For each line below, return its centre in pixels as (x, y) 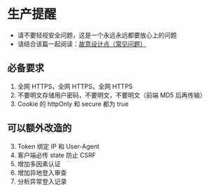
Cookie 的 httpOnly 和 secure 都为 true (73, 104)
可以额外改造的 (39, 128)
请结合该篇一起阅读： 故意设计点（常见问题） (82, 43)
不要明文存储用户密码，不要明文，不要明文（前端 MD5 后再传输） (111, 95)
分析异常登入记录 (42, 181)
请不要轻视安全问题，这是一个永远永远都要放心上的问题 (97, 35)
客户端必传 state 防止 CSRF (57, 155)
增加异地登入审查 (42, 172)
